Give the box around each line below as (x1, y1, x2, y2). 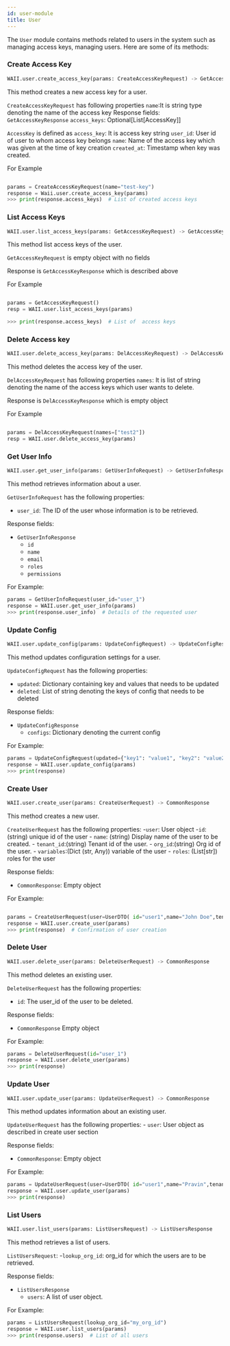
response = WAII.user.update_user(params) (7, 1187, 130, 1195)
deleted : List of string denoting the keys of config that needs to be (16, 687, 205, 695)
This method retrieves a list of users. (7, 1238, 111, 1246)
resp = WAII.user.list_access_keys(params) (7, 306, 133, 313)
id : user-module (7, 10, 53, 17)
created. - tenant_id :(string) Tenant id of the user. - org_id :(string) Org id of (7, 839, 221, 848)
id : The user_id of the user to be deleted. (16, 997, 133, 1005)
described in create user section (7, 1128, 99, 1137)
